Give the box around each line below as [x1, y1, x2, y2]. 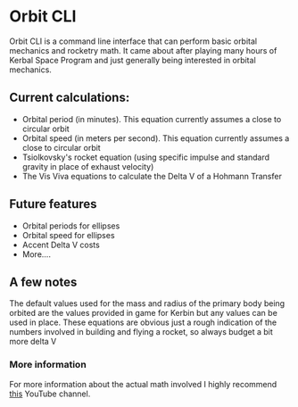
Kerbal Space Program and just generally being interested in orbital [9, 54, 256, 65]
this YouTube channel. [9, 388, 91, 399]
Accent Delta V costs [21, 239, 100, 250]
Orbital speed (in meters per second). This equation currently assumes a [21, 132, 290, 144]
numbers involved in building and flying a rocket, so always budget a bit [9, 327, 274, 337]
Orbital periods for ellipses [21, 220, 120, 231]
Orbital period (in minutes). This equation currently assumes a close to [21, 113, 282, 124]
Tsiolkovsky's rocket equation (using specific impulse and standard [21, 152, 270, 162]
